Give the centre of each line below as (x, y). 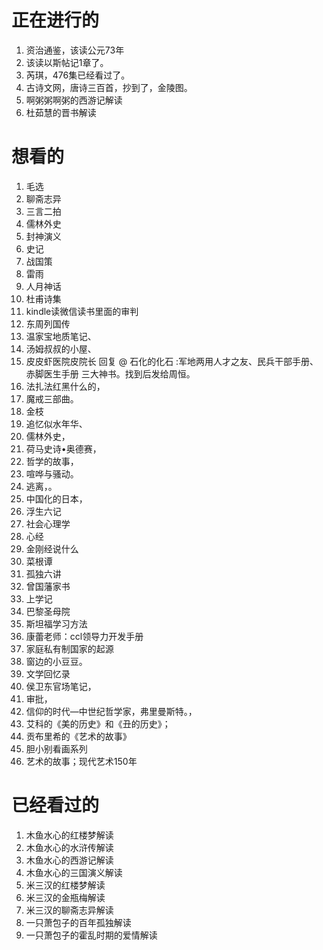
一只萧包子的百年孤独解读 (78, 922)
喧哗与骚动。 (52, 473)
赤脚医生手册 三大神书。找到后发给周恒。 (110, 373)
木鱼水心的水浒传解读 (69, 847)
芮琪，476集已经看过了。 (78, 75)
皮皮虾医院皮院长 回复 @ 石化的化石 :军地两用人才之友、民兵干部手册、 (172, 361)
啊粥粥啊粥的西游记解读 (74, 100)
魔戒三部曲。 (52, 398)
